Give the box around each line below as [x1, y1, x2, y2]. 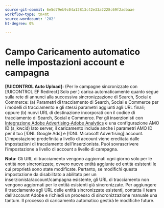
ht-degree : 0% [5, 21, 34, 26]
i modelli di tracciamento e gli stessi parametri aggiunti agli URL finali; [5, 104, 145, 111]
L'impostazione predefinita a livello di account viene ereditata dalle [5, 136, 140, 142]
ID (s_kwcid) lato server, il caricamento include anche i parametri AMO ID [5, 125, 153, 131]
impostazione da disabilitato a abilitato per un [5, 172, 97, 178]
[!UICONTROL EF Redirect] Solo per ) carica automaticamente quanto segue [5, 89, 159, 95]
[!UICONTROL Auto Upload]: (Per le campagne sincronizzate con [5, 84, 138, 89]
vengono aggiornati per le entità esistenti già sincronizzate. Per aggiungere [5, 182, 157, 188]
